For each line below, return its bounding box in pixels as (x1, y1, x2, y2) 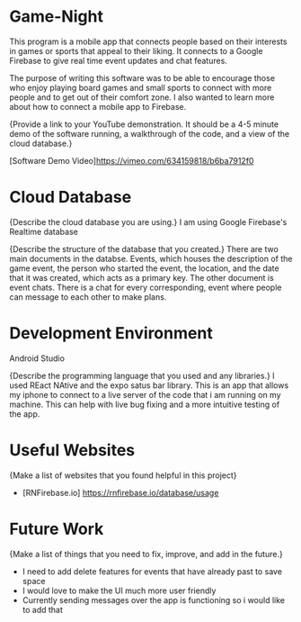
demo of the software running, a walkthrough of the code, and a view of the (9, 128, 290, 139)
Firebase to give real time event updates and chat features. (9, 55, 227, 66)
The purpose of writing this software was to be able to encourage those (9, 72, 276, 83)
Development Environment (9, 323, 213, 344)
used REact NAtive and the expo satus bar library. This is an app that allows (9, 380, 289, 391)
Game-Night (9, 6, 103, 27)
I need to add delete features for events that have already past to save (22, 565, 283, 577)
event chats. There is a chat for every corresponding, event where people (9, 282, 282, 293)
